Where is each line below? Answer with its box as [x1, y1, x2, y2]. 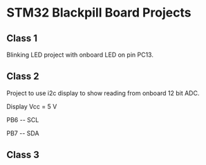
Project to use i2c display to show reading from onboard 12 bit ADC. [6, 88, 200, 97]
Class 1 [6, 32, 37, 44]
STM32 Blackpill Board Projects [6, 5, 191, 21]
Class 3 [6, 149, 39, 161]
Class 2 [6, 70, 39, 82]
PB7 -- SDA [6, 129, 39, 137]
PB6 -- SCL [6, 115, 39, 124]
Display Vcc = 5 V [6, 102, 57, 110]
